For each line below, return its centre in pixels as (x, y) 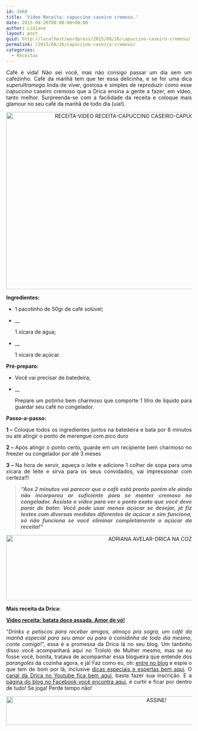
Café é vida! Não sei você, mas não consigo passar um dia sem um (99, 72)
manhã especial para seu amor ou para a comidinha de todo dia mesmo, (99, 638)
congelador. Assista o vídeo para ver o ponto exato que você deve (106, 501)
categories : (21, 50)
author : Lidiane (26, 28)
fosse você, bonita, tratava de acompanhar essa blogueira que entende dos (99, 657)
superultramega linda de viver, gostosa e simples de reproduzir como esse (99, 85)
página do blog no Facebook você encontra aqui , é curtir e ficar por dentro (99, 681)
